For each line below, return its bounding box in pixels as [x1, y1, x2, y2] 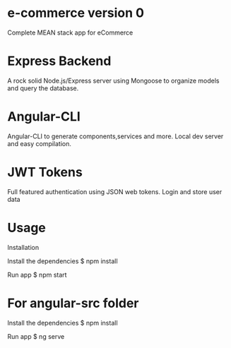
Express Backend [7, 53, 112, 69]
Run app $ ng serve [7, 332, 65, 340]
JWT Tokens [7, 164, 83, 180]
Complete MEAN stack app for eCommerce [7, 28, 134, 37]
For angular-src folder [7, 295, 139, 311]
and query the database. [7, 83, 79, 92]
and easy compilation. [7, 139, 72, 148]
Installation [7, 243, 40, 251]
